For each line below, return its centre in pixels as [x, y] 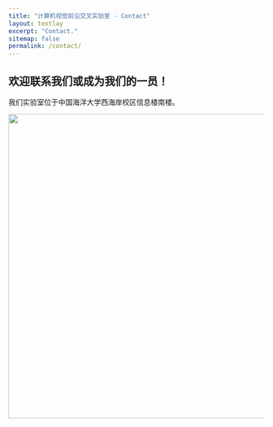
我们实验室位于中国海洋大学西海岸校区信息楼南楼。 [94, 101]
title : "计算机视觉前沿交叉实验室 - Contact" [79, 16]
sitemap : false [34, 39]
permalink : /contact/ [45, 46]
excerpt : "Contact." [43, 31]
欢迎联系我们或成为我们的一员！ [89, 81]
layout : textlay [36, 24]
